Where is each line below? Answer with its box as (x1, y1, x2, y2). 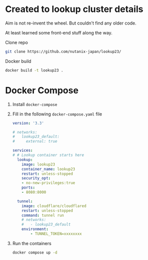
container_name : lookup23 (21, 166, 76, 171)
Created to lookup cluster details (5, 3, 144, 15)
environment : (21, 226, 49, 232)
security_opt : (21, 176, 51, 181)
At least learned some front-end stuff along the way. (5, 29, 113, 35)
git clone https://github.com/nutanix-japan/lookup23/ (5, 49, 122, 54)
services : (12, 148, 33, 153)
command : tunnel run (21, 212, 64, 218)
